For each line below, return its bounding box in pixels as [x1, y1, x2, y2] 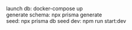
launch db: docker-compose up [6, 5, 83, 12]
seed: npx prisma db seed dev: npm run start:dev [6, 18, 126, 24]
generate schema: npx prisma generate [6, 11, 102, 18]
